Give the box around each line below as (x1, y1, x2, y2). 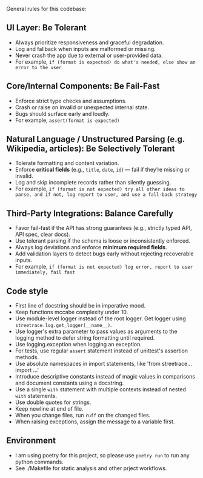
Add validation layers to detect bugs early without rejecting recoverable (15, 250, 194, 257)
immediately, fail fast (15, 269, 76, 275)
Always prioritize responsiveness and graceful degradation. (15, 39, 164, 46)
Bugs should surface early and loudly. (15, 110, 110, 117)
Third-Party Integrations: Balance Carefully (6, 208, 174, 218)
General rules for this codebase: (6, 5, 87, 12)
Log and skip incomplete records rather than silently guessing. (15, 179, 171, 186)
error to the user (15, 64, 62, 70)
